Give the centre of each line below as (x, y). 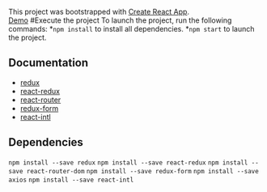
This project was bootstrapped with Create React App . (99, 12)
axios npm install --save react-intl (71, 180)
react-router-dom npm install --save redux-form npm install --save (142, 171)
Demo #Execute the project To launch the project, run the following (120, 20)
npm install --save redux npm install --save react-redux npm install (128, 162)
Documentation (49, 63)
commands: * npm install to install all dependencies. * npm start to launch (131, 29)
